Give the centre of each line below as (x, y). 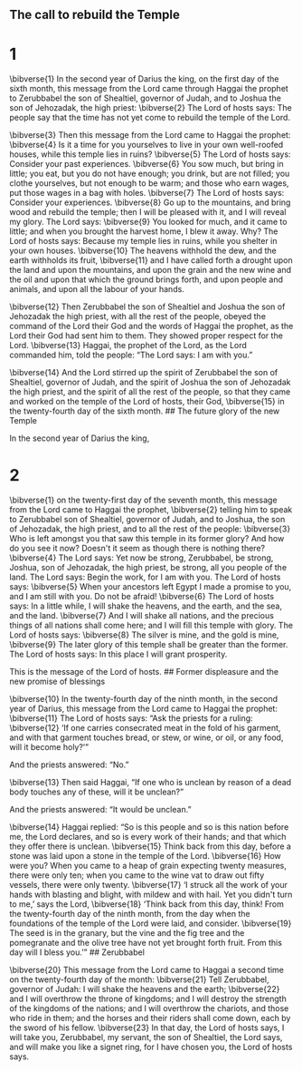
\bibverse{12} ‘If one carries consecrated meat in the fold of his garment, (145, 728)
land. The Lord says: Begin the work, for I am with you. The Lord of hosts (145, 577)
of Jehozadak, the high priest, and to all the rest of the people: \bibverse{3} (150, 529)
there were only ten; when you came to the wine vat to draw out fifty (137, 875)
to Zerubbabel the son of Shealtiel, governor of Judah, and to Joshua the (146, 98)
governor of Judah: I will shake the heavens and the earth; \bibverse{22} (145, 989)
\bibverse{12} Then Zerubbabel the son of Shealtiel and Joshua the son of (147, 307)
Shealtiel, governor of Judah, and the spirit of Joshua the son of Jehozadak (150, 382)
